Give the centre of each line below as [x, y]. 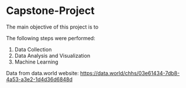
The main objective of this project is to [52, 27]
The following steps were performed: [51, 38]
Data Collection [33, 49]
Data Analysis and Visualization [52, 55]
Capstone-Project [50, 11]
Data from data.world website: [42, 73]
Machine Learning [36, 62]
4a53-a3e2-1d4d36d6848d [39, 79]
